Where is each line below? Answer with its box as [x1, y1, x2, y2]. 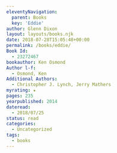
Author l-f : [6, 64, 36, 71]
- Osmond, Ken [11, 70, 47, 76]
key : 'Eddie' [11, 20, 44, 26]
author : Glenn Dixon [6, 25, 58, 32]
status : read [6, 115, 39, 121]
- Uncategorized [11, 126, 52, 133]
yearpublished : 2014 [6, 98, 58, 104]
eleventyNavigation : [6, 8, 58, 15]
